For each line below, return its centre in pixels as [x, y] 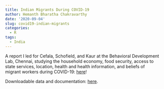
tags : [11, 38]
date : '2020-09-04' [25, 19]
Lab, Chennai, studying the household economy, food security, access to [80, 61]
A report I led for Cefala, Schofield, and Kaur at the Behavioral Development [82, 56]
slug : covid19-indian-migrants [37, 23]
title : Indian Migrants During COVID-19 [47, 10]
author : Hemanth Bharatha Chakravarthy [46, 14]
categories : [17, 28]
